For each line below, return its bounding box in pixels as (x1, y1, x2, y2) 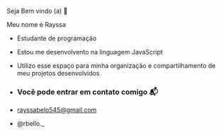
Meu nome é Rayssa (6, 20, 67, 28)
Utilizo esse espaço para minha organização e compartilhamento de (16, 61, 216, 70)
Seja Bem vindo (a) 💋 (6, 7, 68, 15)
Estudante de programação (16, 34, 97, 42)
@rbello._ (16, 119, 45, 128)
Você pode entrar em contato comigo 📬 (16, 87, 159, 97)
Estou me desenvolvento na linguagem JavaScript (16, 48, 164, 56)
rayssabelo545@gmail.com (16, 106, 97, 115)
